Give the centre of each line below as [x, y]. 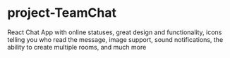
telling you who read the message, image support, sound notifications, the [115, 39]
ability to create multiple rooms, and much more [77, 47]
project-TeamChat [62, 13]
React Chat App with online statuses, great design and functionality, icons [115, 32]
